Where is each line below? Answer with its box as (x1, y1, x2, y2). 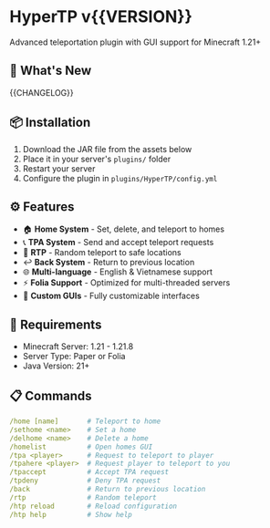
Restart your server (22, 162, 96, 174)
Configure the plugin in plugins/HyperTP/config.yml (22, 172, 218, 183)
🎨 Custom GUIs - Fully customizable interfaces (22, 290, 201, 302)
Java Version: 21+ (22, 360, 90, 371)
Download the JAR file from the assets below (22, 143, 192, 154)
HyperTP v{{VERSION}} (9, 6, 193, 27)
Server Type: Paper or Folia (22, 351, 126, 362)
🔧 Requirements (9, 316, 102, 332)
